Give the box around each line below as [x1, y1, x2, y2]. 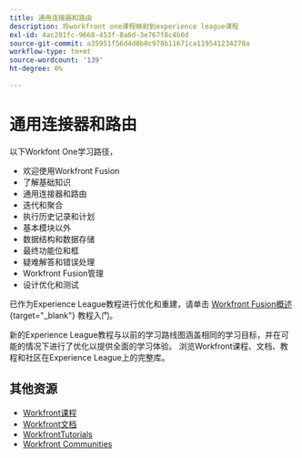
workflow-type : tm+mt [9, 47, 92, 56]
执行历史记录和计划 [22, 210, 96, 221]
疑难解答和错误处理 [22, 256, 96, 267]
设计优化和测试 [22, 279, 79, 290]
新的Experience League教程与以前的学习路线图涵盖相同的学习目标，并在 [9, 329, 282, 340]
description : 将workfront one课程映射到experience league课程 [9, 22, 239, 31]
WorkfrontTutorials [22, 429, 94, 440]
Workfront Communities [22, 438, 113, 449]
